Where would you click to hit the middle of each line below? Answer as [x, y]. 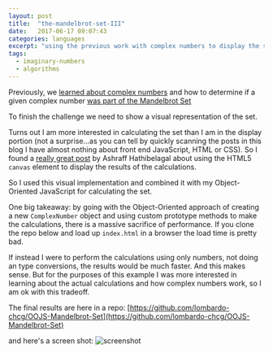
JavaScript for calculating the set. [96, 191]
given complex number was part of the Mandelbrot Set [100, 100]
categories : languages [47, 39]
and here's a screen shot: [51, 340]
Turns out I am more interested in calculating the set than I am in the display [135, 132]
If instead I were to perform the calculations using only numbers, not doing [133, 257]
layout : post [30, 16]
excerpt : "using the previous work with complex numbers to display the [134, 46]
